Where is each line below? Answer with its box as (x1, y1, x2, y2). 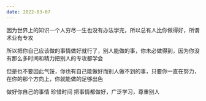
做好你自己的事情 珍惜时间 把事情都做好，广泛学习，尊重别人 (6, 88, 160, 95)
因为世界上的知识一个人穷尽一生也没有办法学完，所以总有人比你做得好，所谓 (6, 26, 200, 33)
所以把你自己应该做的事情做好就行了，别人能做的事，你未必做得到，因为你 (6, 47, 194, 54)
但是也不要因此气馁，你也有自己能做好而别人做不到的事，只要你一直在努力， (6, 68, 200, 75)
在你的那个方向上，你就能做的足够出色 (6, 75, 103, 82)
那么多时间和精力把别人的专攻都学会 (11, 54, 103, 61)
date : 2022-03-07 (6, 9, 51, 15)
